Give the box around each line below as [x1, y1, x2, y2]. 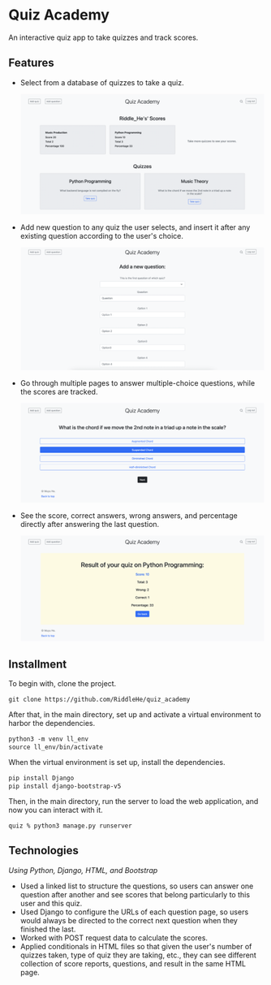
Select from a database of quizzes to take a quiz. [19, 77, 184, 87]
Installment [8, 657, 67, 671]
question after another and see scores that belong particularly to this [19, 889, 250, 899]
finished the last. [19, 924, 76, 934]
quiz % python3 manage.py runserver [8, 822, 132, 830]
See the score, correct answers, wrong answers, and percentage [19, 511, 238, 521]
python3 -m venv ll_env [8, 735, 89, 744]
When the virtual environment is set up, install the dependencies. [8, 758, 226, 767]
